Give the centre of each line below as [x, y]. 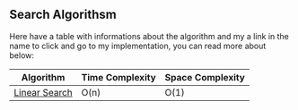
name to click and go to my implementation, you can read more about [138, 46]
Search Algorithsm [63, 15]
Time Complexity [119, 77]
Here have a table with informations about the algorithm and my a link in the [149, 36]
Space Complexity [205, 77]
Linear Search [44, 92]
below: [22, 55]
